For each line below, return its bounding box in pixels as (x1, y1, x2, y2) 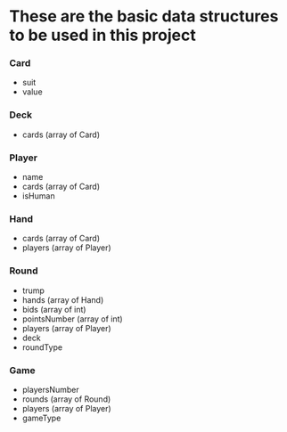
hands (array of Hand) (21, 294, 104, 305)
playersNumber (21, 384, 79, 395)
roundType (21, 341, 63, 353)
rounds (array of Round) (21, 394, 111, 404)
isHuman (21, 191, 55, 201)
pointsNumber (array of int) (21, 314, 123, 324)
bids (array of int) (21, 304, 86, 314)
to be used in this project (9, 25, 196, 45)
